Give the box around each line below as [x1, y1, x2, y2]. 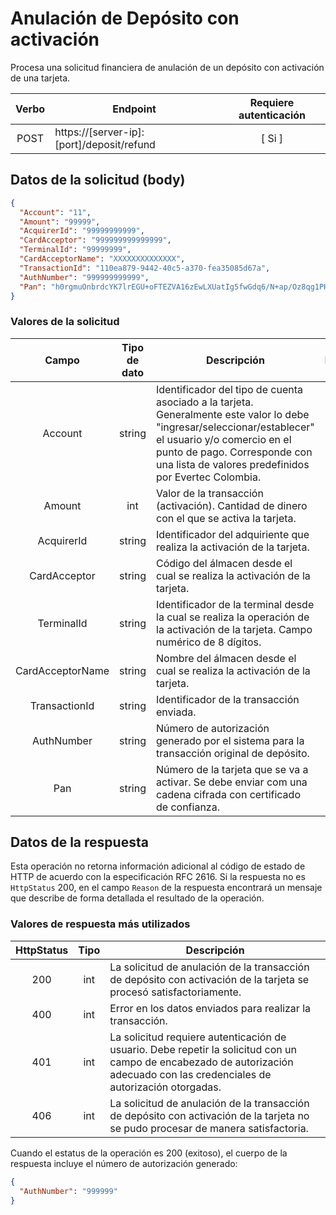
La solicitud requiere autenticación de [109, 1030, 287, 1044]
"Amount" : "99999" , [19, 217, 101, 227]
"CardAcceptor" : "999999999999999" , [19, 235, 172, 246]
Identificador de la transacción [156, 692, 300, 706]
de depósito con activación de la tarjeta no [109, 1108, 310, 1122]
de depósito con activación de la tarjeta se [109, 972, 310, 986]
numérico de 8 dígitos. [156, 635, 262, 649]
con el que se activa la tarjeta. [156, 511, 297, 525]
